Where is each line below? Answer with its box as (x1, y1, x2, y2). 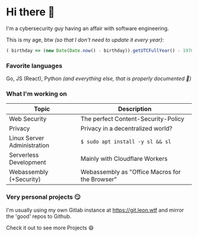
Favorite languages (6, 61, 63, 70)
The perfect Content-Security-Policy (80, 115, 184, 123)
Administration (9, 141, 49, 150)
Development (9, 159, 46, 167)
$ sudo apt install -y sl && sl (80, 139, 171, 145)
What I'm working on (6, 90, 67, 98)
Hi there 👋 (6, 5, 55, 19)
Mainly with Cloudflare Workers (80, 154, 168, 163)
